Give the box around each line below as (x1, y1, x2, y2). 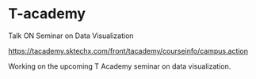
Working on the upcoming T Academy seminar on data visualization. (8, 61, 231, 71)
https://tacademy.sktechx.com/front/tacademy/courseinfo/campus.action (8, 46, 248, 55)
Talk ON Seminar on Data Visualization (8, 31, 134, 40)
